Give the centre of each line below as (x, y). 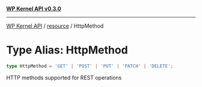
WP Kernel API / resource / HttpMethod (55, 26)
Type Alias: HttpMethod (67, 50)
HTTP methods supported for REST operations (64, 77)
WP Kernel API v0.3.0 (34, 9)
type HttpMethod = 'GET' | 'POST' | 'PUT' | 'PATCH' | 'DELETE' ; (90, 66)
